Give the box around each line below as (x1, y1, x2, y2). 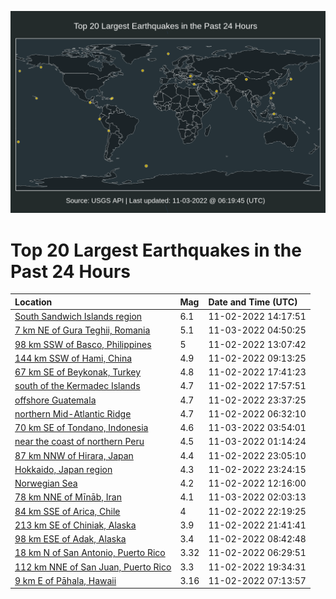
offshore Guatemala (14, 394, 97, 406)
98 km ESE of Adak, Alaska (14, 533, 127, 545)
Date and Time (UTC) (208, 296, 298, 308)
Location (14, 296, 53, 308)
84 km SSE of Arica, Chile (14, 505, 121, 517)
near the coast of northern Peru (14, 436, 145, 448)
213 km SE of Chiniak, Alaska (14, 519, 137, 531)
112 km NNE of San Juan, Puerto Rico (14, 561, 172, 573)
